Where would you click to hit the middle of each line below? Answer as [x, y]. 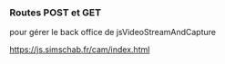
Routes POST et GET [56, 13]
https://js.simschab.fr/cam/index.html [80, 50]
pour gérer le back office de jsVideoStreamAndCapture [113, 32]
